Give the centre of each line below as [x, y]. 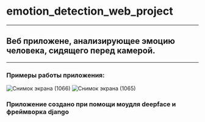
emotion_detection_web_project [90, 11]
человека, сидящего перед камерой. [81, 51]
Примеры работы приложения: [56, 75]
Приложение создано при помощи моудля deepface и [91, 104]
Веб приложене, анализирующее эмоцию [91, 41]
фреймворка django [38, 112]
